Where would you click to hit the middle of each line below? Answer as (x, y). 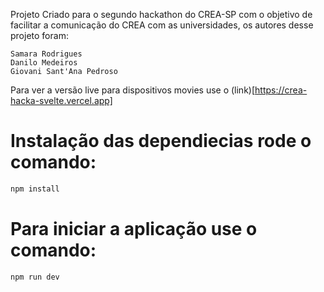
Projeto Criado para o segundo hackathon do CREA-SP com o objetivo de (161, 14)
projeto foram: (39, 35)
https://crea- (281, 90)
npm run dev (35, 277)
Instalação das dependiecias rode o (161, 141)
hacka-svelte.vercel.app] (61, 100)
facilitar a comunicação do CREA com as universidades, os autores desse (162, 25)
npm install (35, 189)
